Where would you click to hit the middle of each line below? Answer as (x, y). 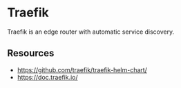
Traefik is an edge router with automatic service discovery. (91, 32)
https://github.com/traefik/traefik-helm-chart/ (82, 69)
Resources (31, 53)
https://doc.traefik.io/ (47, 77)
